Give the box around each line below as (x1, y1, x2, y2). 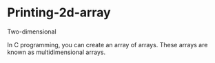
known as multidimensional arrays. (7, 48, 105, 56)
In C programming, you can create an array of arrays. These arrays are (7, 40, 208, 49)
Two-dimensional (7, 27, 57, 36)
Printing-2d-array (7, 5, 112, 21)
